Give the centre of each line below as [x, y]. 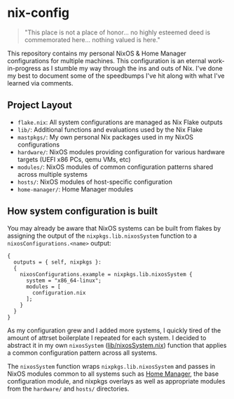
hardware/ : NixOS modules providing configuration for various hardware [121, 151]
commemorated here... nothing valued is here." [92, 39]
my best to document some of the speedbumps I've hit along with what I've [116, 76]
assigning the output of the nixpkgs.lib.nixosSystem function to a [102, 236]
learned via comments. [40, 83]
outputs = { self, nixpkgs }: [57, 262]
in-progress [24, 68]
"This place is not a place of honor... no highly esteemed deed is [117, 32]
